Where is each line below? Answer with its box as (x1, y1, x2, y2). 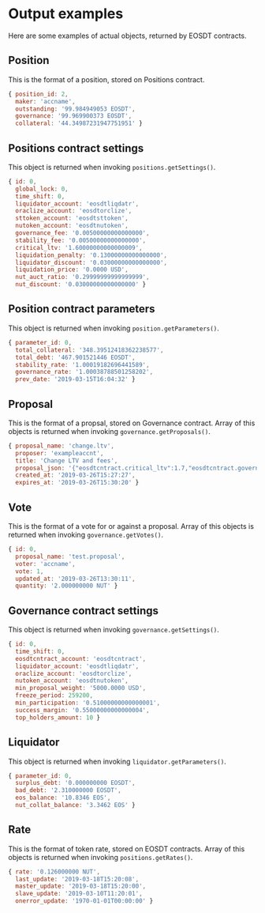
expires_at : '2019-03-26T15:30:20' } (15, 479, 140, 487)
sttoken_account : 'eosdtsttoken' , (15, 214, 129, 222)
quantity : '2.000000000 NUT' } (15, 582, 118, 590)
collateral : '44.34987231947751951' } (15, 119, 144, 127)
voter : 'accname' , (15, 560, 77, 568)
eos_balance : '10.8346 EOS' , (15, 794, 111, 802)
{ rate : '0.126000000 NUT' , (8, 867, 101, 876)
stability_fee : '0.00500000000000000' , (15, 236, 147, 244)
